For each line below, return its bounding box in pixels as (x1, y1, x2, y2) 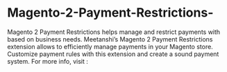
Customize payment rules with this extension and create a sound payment (7, 50, 219, 58)
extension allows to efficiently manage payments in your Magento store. (7, 42, 213, 51)
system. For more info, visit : (7, 57, 88, 65)
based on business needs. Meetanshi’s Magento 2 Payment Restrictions (7, 35, 213, 43)
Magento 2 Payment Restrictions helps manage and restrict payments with (7, 28, 221, 36)
